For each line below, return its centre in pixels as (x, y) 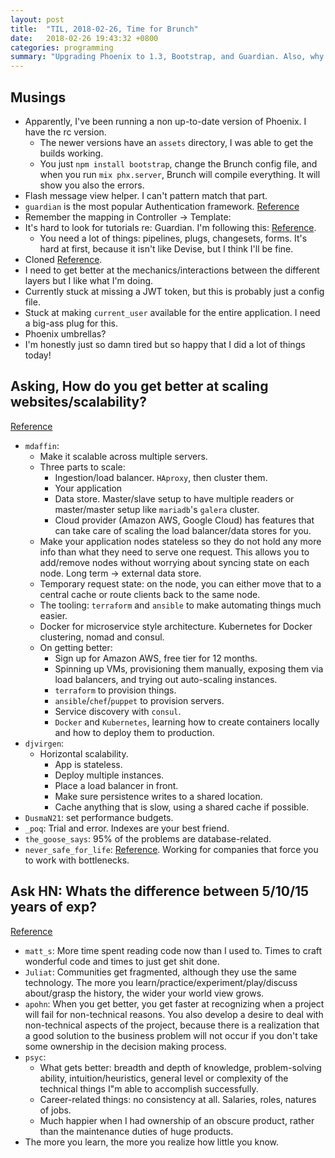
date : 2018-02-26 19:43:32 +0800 (84, 38)
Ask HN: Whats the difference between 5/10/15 (160, 891)
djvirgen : (44, 743)
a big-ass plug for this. (71, 323)
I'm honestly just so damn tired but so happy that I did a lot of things (165, 344)
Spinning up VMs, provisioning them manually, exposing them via (189, 668)
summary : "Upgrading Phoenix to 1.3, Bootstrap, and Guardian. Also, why (167, 57)
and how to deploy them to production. (134, 732)
